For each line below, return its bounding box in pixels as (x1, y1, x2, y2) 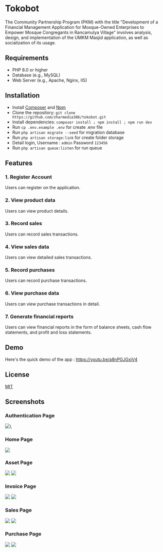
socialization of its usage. (5, 39, 56, 45)
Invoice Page (5, 483, 36, 490)
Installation (5, 91, 40, 100)
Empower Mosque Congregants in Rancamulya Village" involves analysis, (5, 29, 152, 35)
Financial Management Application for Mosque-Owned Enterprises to (5, 24, 145, 30)
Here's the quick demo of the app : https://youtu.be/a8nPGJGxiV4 (5, 356, 138, 362)
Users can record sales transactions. (5, 231, 79, 237)
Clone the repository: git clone (12, 109, 75, 115)
